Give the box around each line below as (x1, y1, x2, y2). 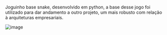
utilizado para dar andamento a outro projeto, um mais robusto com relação (5, 9, 162, 15)
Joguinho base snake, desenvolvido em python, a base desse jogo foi (5, 4, 150, 10)
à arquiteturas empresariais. (5, 15, 64, 20)
